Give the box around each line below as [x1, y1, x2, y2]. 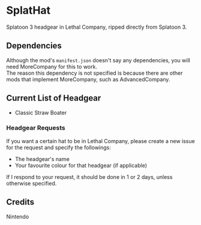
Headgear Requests [6, 124, 65, 132]
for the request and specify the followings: [6, 144, 111, 151]
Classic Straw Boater [14, 109, 67, 116]
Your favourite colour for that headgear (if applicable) [14, 162, 148, 169]
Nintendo [6, 213, 29, 220]
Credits [6, 197, 35, 207]
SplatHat [6, 4, 51, 17]
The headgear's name [14, 155, 70, 162]
